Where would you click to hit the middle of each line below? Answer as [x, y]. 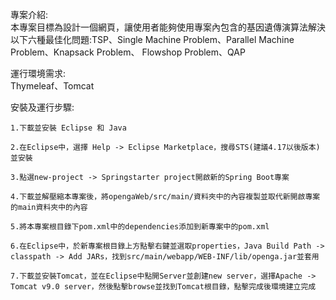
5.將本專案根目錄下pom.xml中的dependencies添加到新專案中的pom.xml [140, 227]
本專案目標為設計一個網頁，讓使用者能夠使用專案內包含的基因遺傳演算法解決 [168, 27]
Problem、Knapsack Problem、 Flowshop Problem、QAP [128, 52]
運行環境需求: [38, 73]
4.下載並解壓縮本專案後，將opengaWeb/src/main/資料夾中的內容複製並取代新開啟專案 [165, 197]
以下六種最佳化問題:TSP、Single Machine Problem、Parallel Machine [152, 39]
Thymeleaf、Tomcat [52, 86]
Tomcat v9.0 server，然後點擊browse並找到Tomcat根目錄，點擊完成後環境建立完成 [163, 287]
